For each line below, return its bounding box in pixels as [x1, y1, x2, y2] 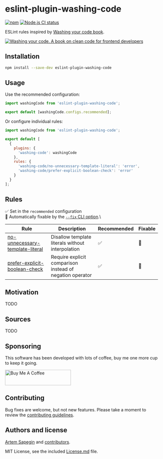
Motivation [5, 288, 39, 296]
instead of [50, 266, 74, 272]
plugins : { [14, 146, 36, 151]
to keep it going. [5, 360, 38, 366]
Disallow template [50, 233, 92, 240]
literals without [50, 239, 85, 246]
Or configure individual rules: [5, 119, 63, 124]
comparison [50, 259, 79, 266]
